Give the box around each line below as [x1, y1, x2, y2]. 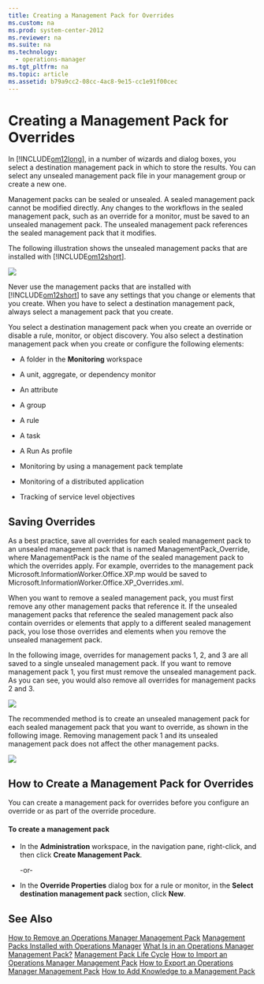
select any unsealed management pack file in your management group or [8, 171, 246, 181]
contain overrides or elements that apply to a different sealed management [8, 619, 251, 628]
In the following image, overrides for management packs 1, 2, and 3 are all [8, 650, 248, 660]
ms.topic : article [8, 70, 69, 78]
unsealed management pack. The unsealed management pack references [8, 220, 248, 230]
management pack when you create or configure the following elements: [8, 339, 244, 349]
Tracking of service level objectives [19, 492, 136, 502]
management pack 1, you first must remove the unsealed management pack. [8, 668, 257, 677]
